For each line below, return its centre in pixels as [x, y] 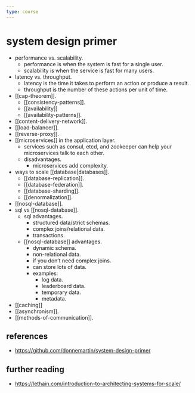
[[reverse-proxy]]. [37, 134]
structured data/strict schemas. [71, 222]
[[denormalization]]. [48, 197]
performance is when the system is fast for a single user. [94, 64]
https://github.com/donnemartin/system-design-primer [83, 351]
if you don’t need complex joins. [72, 261]
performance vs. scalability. [49, 58]
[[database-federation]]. [53, 184]
